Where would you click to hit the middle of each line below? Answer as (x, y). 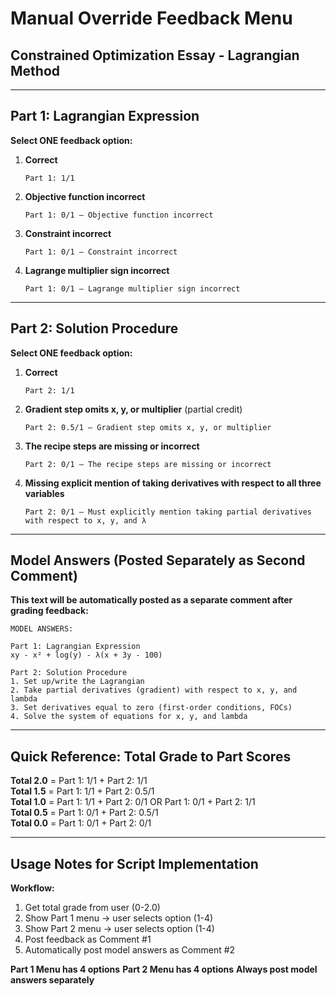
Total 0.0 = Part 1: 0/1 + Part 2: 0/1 (81, 823)
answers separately (52, 980)
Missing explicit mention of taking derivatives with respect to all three (173, 483)
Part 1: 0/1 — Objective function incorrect (119, 215)
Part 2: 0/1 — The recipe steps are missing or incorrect (148, 464)
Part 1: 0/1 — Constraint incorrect (101, 252)
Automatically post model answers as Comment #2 (130, 950)
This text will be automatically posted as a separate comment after (151, 600)
